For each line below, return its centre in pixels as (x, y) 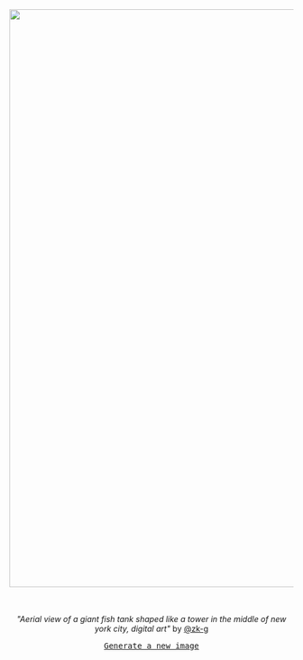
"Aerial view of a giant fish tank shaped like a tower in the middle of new (151, 619)
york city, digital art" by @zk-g (151, 628)
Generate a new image (151, 646)
